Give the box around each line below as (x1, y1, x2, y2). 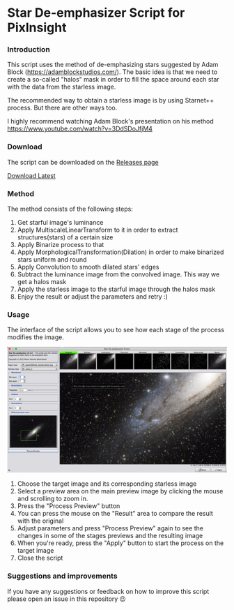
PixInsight (7, 20, 67, 36)
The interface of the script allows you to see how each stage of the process (7, 326, 225, 334)
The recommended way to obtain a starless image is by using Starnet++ (7, 96, 214, 105)
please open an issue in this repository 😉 (7, 595, 127, 603)
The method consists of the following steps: (7, 204, 134, 214)
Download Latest (7, 171, 56, 179)
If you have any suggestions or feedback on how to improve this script (7, 587, 210, 595)
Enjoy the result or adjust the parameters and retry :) (17, 292, 169, 301)
